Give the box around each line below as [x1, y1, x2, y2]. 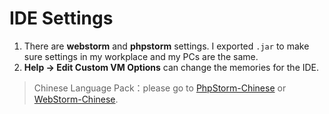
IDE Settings [9, 7, 114, 30]
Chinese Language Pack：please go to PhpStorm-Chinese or [33, 82, 287, 94]
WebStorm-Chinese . [33, 93, 119, 105]
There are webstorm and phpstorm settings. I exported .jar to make [23, 40, 310, 52]
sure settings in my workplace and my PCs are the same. [23, 50, 259, 62]
